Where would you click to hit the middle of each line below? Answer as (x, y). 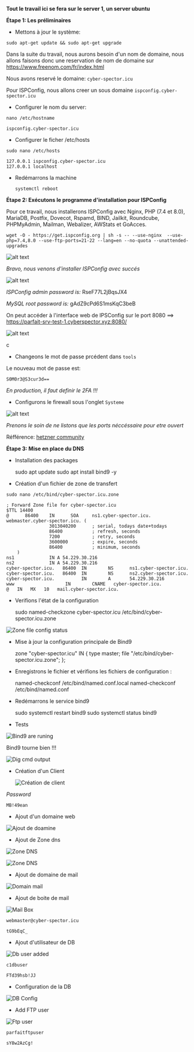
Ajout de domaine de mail (46, 875)
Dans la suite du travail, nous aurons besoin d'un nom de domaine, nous (95, 54)
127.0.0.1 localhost (32, 167)
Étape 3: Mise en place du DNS (45, 448)
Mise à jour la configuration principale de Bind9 (73, 642)
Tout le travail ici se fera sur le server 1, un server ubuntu (78, 9)
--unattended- (171, 240)
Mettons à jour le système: (48, 32)
